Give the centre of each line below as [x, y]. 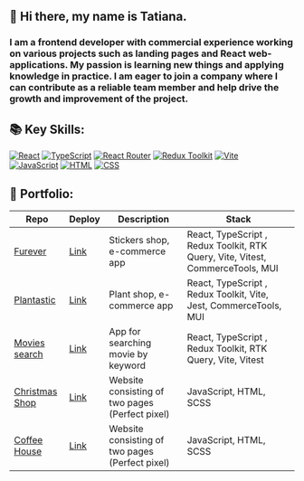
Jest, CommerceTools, [234, 306]
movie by [128, 354]
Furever [30, 251]
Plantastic [35, 299]
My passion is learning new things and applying [177, 65]
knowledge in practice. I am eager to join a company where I [144, 76]
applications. [39, 65]
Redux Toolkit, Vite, [228, 294]
